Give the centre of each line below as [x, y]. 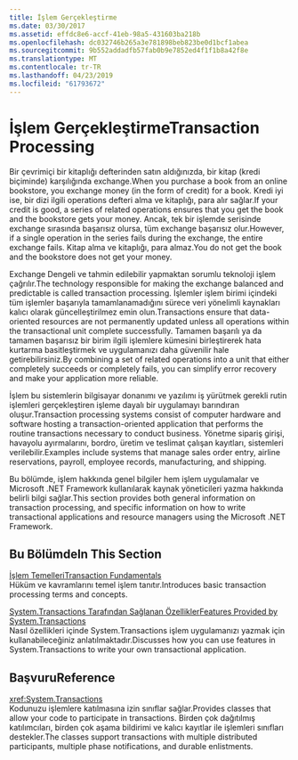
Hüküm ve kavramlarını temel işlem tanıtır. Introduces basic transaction [138, 585]
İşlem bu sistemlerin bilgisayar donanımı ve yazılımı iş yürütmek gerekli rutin [148, 395]
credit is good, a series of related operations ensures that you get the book [146, 209]
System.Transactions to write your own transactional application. [128, 650]
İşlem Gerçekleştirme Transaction [134, 128]
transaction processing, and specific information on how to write [128, 507]
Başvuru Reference [62, 678]
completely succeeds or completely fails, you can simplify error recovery [143, 368]
